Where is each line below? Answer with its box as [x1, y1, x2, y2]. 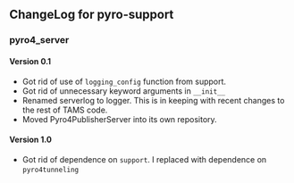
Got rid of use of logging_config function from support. [21, 76, 226, 87]
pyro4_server [9, 34, 70, 46]
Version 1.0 [9, 134, 52, 146]
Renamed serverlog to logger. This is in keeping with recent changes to [21, 95, 285, 105]
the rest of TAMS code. [21, 104, 108, 115]
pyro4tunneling [21, 165, 80, 174]
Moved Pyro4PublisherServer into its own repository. [21, 113, 217, 124]
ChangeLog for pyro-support [9, 7, 174, 22]
